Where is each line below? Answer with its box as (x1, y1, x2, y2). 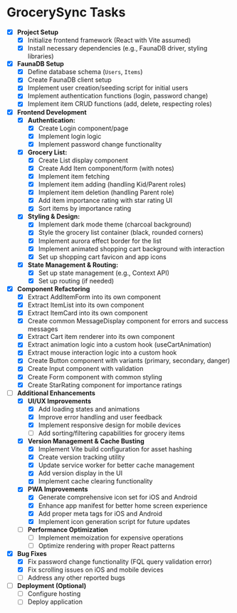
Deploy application (27, 597, 83, 606)
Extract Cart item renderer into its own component (27, 332, 175, 341)
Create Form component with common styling (27, 372, 163, 381)
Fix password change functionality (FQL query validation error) (27, 557, 213, 566)
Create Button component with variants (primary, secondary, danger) (27, 357, 231, 365)
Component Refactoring (16, 284, 90, 293)
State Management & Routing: (27, 261, 119, 269)
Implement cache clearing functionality (38, 477, 153, 486)
